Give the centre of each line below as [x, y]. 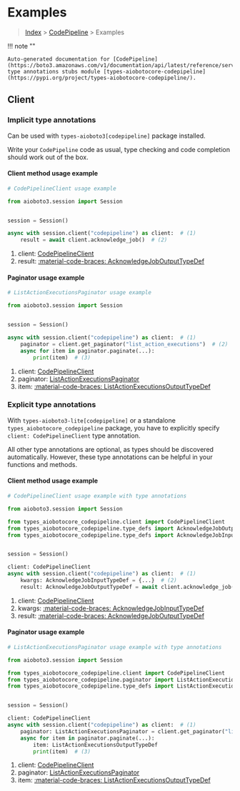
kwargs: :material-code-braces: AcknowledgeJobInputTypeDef [111, 608]
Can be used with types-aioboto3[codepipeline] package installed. [106, 136]
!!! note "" [21, 46]
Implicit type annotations [52, 120]
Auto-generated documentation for [59, 59]
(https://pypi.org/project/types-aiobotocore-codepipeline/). [102, 78]
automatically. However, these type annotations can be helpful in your [110, 457]
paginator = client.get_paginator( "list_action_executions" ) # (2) [124, 344]
